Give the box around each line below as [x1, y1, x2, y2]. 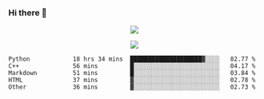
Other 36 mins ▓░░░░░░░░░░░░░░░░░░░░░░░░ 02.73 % [8, 83, 256, 91]
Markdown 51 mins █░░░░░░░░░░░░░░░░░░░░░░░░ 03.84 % [8, 69, 256, 77]
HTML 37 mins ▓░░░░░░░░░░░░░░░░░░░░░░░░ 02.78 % [8, 76, 256, 85]
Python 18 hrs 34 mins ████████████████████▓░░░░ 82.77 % [8, 55, 256, 63]
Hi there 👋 [8, 7, 48, 18]
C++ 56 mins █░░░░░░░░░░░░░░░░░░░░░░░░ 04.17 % [8, 62, 256, 70]
